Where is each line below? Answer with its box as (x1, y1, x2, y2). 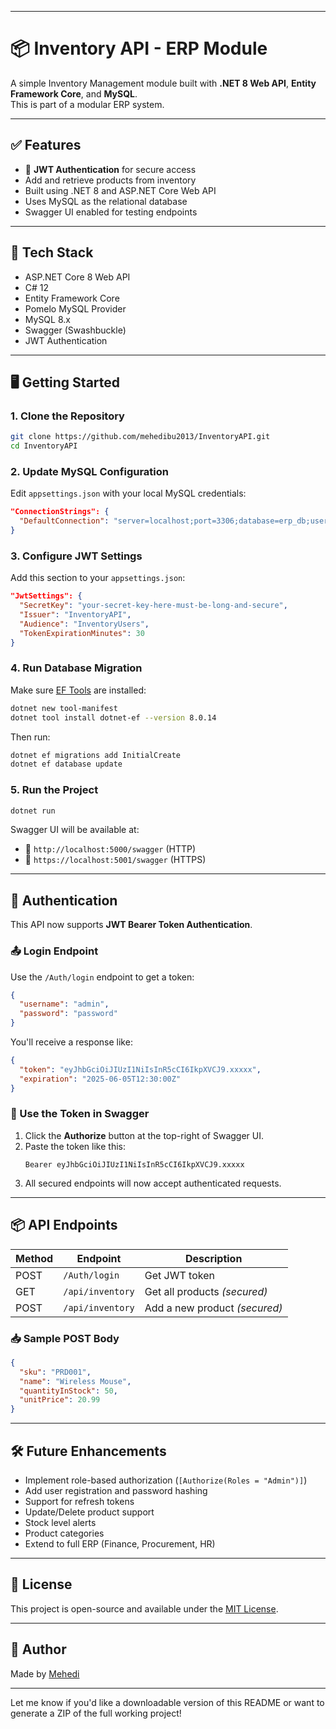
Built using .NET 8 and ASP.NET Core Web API (24, 184, 217, 196)
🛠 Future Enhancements (10, 1442, 167, 1460)
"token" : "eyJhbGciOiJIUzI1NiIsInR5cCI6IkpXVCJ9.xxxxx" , (19, 1064, 262, 1075)
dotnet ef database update (10, 759, 123, 770)
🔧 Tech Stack (10, 244, 94, 261)
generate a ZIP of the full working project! (10, 1707, 182, 1719)
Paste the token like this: (24, 1140, 126, 1152)
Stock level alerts (24, 1517, 97, 1529)
